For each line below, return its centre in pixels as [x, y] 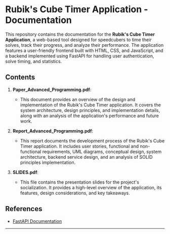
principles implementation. [48, 162]
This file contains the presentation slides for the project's [79, 182]
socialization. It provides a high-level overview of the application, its [91, 187]
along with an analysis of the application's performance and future [90, 115]
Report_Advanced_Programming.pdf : [53, 131]
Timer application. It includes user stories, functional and [79, 146]
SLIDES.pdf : [26, 172]
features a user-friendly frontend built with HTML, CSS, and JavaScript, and [84, 50]
